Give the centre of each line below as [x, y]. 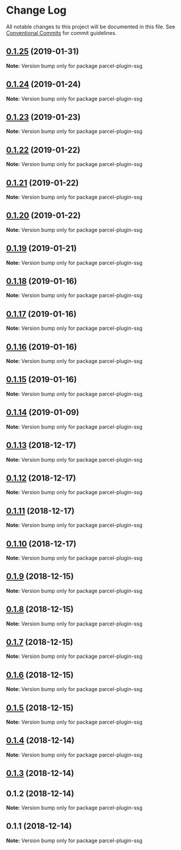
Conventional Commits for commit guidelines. [61, 33]
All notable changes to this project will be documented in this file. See [91, 27]
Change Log [36, 10]
